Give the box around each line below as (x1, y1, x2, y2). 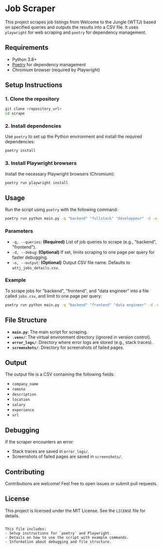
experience (12, 408, 34, 413)
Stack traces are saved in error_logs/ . (12, 449, 89, 454)
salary (12, 402, 26, 407)
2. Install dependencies (5, 123, 62, 130)
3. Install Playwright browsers (5, 160, 77, 167)
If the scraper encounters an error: (5, 439, 74, 445)
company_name (12, 382, 39, 387)
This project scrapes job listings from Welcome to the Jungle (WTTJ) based (5, 19, 156, 25)
